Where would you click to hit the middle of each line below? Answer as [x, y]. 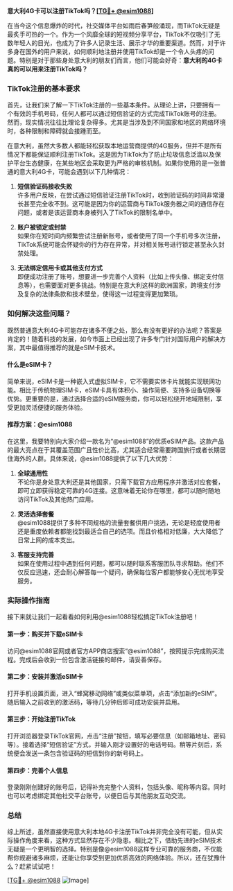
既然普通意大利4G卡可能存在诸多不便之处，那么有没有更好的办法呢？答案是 [115, 330]
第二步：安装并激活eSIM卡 [45, 677]
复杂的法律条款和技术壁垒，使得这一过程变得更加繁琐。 [102, 294]
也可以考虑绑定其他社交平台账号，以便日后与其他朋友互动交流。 [98, 796]
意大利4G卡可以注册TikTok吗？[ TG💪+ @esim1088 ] [80, 11]
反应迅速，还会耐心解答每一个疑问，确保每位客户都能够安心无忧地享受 [123, 572]
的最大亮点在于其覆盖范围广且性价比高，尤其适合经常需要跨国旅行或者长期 [113, 450]
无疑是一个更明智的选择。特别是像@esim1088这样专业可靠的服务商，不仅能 [115, 849]
